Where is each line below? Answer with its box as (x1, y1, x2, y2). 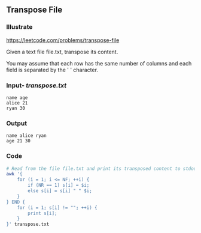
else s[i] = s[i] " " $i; (28, 188, 93, 194)
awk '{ (6, 171, 23, 177)
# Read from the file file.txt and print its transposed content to (6, 165, 181, 172)
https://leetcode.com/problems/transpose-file (6, 36, 120, 44)
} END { (6, 199, 26, 205)
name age (6, 94, 28, 101)
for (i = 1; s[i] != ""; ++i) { (17, 204, 98, 211)
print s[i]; (28, 210, 58, 216)
